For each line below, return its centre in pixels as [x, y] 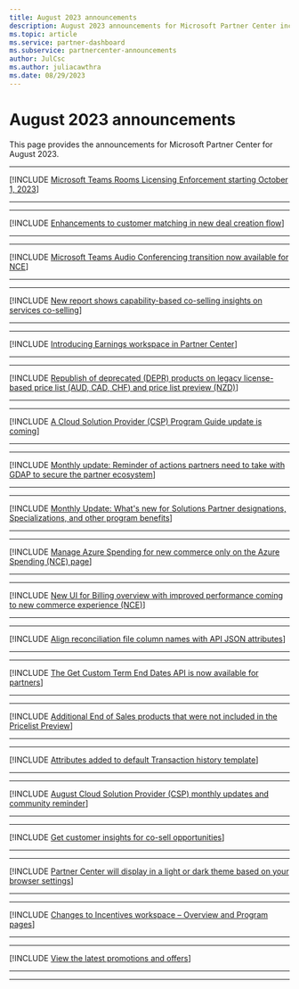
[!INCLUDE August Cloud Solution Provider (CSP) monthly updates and [139, 794]
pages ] [22, 924]
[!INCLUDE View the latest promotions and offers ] [100, 958]
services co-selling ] [46, 309]
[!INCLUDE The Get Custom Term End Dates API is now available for [134, 672]
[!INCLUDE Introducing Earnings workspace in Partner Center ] [123, 343]
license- [259, 378]
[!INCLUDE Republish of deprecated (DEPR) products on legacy [125, 378]
